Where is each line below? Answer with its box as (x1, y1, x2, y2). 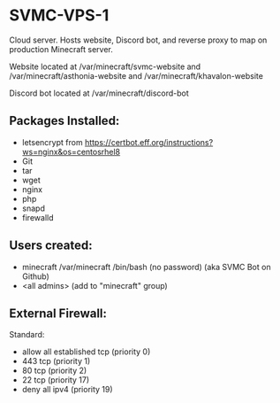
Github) (21, 271, 50, 282)
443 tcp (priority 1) (21, 356, 91, 367)
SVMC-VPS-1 (9, 5, 110, 26)
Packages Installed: (9, 113, 120, 128)
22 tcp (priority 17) (21, 375, 90, 385)
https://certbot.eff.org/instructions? (84, 136, 214, 147)
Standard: (9, 329, 45, 340)
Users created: (9, 238, 93, 253)
